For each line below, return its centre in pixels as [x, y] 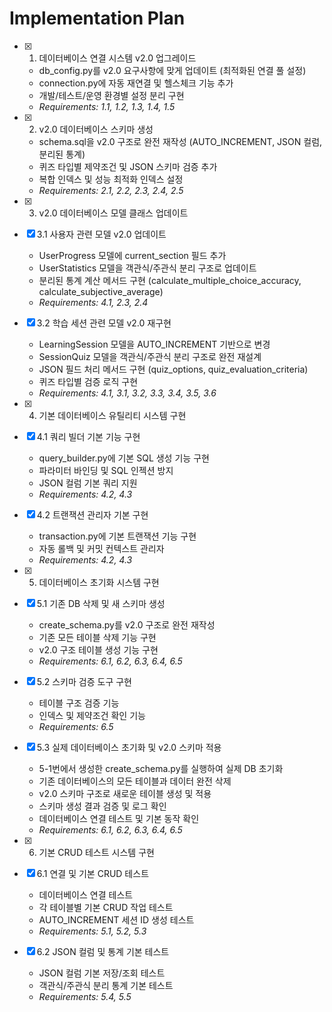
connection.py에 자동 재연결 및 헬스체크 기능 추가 [136, 83]
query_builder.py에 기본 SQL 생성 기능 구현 [124, 458]
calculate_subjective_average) [101, 291]
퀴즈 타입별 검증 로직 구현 [88, 381]
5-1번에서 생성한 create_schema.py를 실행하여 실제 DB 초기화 [161, 768]
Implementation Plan [97, 18]
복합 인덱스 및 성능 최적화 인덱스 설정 [111, 179]
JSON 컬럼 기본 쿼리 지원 [88, 483]
